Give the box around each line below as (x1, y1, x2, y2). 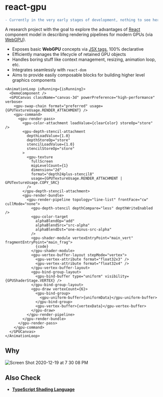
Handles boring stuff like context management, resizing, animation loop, (12, 56, 156, 62)
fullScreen (31, 159, 53, 164)
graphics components (12, 77, 56, 83)
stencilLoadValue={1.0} (26, 142, 75, 147)
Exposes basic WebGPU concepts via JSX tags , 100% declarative (12, 46, 144, 52)
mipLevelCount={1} (31, 163, 68, 168)
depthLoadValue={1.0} (26, 133, 70, 138)
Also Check (5, 374, 41, 382)
